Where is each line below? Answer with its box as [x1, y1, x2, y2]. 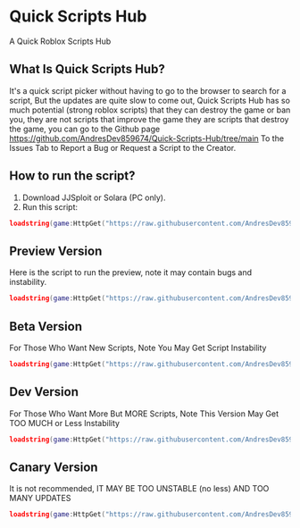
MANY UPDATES [9, 493, 71, 504]
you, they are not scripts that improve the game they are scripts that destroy [9, 113, 289, 124]
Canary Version [9, 459, 98, 474]
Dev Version [9, 384, 79, 399]
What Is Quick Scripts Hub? [9, 62, 165, 77]
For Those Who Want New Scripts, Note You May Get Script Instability [9, 342, 267, 353]
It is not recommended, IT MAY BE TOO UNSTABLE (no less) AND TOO [9, 483, 270, 494]
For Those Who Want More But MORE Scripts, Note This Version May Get [9, 408, 279, 419]
